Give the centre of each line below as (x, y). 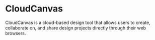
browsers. (16, 33)
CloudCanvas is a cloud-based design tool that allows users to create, (78, 22)
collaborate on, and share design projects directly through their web (76, 27)
